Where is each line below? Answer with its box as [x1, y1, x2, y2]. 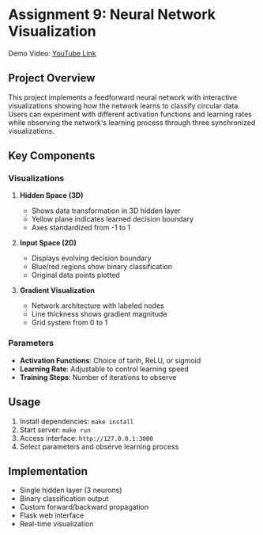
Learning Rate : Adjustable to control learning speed [19, 364, 190, 374]
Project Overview [8, 71, 96, 85]
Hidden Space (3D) [19, 191, 84, 200]
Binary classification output [19, 494, 109, 503]
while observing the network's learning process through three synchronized [8, 117, 256, 127]
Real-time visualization [19, 519, 94, 529]
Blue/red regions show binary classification [31, 262, 172, 271]
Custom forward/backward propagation [19, 503, 149, 512]
